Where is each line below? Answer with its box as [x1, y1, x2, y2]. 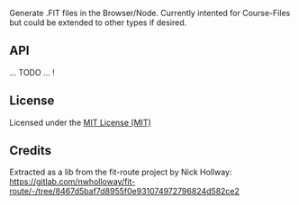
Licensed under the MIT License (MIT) [9, 117, 151, 128]
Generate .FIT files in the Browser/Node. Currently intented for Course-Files [9, 8, 291, 18]
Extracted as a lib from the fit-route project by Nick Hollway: [9, 166, 232, 178]
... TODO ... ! [9, 67, 56, 77]
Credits [9, 143, 52, 158]
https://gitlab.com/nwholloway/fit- [9, 176, 136, 187]
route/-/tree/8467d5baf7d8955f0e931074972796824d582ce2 [9, 186, 240, 197]
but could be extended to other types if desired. [9, 17, 187, 28]
